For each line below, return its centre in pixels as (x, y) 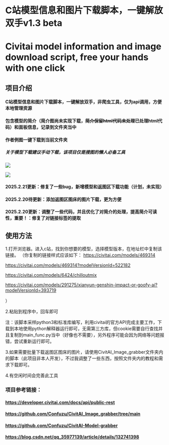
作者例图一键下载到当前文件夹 (36, 139)
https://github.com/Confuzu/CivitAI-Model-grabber (62, 425)
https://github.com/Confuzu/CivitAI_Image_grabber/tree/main (73, 414)
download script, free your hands (77, 58)
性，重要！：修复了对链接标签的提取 (43, 218)
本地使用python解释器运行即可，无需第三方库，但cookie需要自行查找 (86, 329)
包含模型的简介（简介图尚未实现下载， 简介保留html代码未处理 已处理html (82, 121)
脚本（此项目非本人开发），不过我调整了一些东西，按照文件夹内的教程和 (84, 358)
